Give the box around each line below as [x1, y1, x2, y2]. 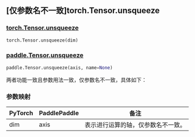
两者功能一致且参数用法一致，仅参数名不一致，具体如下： [6, 76, 147, 83]
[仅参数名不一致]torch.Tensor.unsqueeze [6, 5, 160, 16]
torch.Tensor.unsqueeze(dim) [6, 37, 78, 43]
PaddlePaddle [39, 109, 79, 117]
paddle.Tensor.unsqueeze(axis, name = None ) [6, 65, 113, 71]
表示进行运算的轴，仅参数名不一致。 [84, 121, 186, 129]
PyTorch [9, 109, 34, 117]
